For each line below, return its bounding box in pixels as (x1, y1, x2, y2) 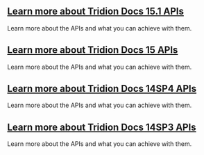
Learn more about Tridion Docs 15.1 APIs (7, 6, 185, 17)
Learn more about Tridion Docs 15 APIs (7, 44, 178, 56)
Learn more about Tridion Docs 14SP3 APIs (7, 121, 196, 133)
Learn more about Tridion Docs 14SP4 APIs (7, 83, 197, 95)
